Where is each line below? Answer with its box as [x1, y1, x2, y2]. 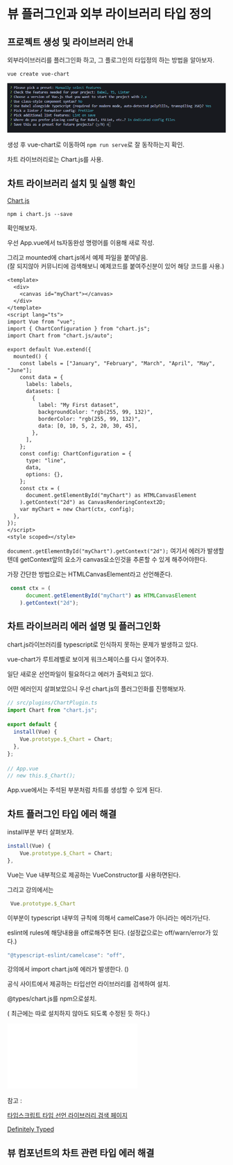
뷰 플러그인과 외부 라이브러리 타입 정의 [7, 6, 212, 22]
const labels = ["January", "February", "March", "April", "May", [19, 360, 216, 367]
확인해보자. [7, 224, 37, 233]
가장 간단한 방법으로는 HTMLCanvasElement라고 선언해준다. [7, 570, 173, 578]
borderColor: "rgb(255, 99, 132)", [37, 416, 141, 423]
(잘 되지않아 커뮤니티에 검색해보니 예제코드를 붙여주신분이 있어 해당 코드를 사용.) [7, 262, 225, 271]
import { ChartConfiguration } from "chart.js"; [7, 326, 150, 333]
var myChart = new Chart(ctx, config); [19, 506, 135, 513]
